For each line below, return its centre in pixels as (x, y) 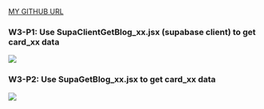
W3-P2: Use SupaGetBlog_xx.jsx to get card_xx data (112, 80)
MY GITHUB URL (36, 12)
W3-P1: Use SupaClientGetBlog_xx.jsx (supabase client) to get (132, 32)
